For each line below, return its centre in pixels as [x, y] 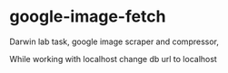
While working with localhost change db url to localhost [114, 59]
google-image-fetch [88, 17]
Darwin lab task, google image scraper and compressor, [114, 41]
